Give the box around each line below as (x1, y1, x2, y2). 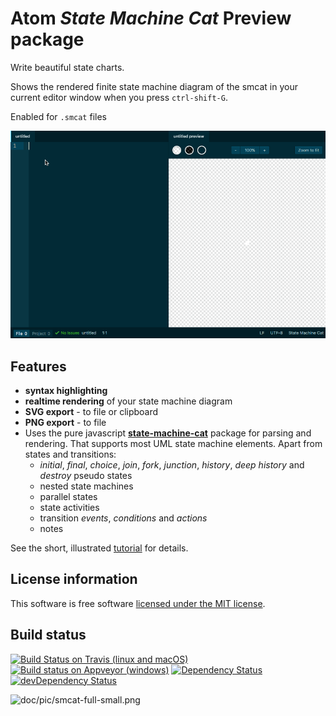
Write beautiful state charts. (10, 61, 125, 73)
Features (10, 358, 67, 375)
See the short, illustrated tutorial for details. (10, 542, 189, 554)
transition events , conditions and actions (39, 512, 208, 524)
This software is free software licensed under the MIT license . (10, 597, 266, 609)
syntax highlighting (24, 385, 108, 397)
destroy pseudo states (39, 470, 133, 482)
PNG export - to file (24, 417, 107, 429)
